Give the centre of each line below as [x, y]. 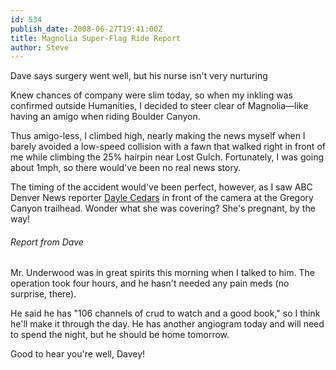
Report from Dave [47, 242]
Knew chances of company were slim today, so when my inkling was [151, 95]
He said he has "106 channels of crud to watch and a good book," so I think [165, 313]
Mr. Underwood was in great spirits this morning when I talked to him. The [162, 273]
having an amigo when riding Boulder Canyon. [105, 117]
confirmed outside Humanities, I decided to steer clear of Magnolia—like [159, 106]
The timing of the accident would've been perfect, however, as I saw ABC [161, 187]
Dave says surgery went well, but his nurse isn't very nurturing [139, 76]
